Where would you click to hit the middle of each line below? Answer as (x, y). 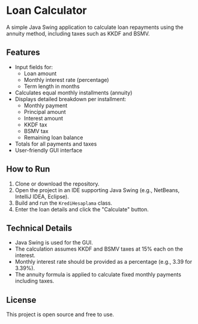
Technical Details (39, 228)
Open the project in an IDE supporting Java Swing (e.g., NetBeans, (97, 190)
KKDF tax (35, 125)
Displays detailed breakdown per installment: (70, 99)
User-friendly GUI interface (49, 150)
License (21, 300)
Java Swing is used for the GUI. (54, 243)
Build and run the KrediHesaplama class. (64, 203)
